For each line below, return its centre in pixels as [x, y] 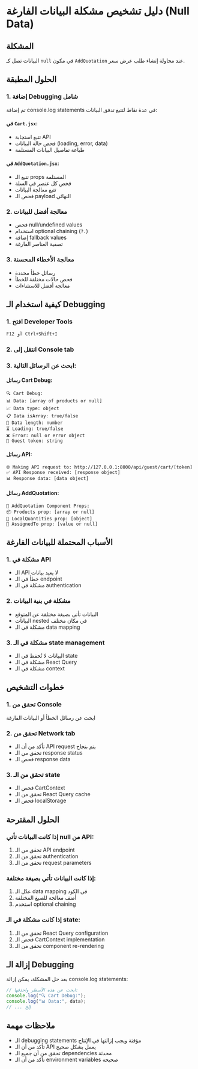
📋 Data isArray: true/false [42, 416]
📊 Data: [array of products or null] [54, 401]
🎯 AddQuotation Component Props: [48, 506]
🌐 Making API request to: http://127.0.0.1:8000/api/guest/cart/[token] [100, 467]
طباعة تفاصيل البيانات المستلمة [50, 149]
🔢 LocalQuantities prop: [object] [49, 519]
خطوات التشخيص [35, 687]
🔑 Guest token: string [34, 441]
